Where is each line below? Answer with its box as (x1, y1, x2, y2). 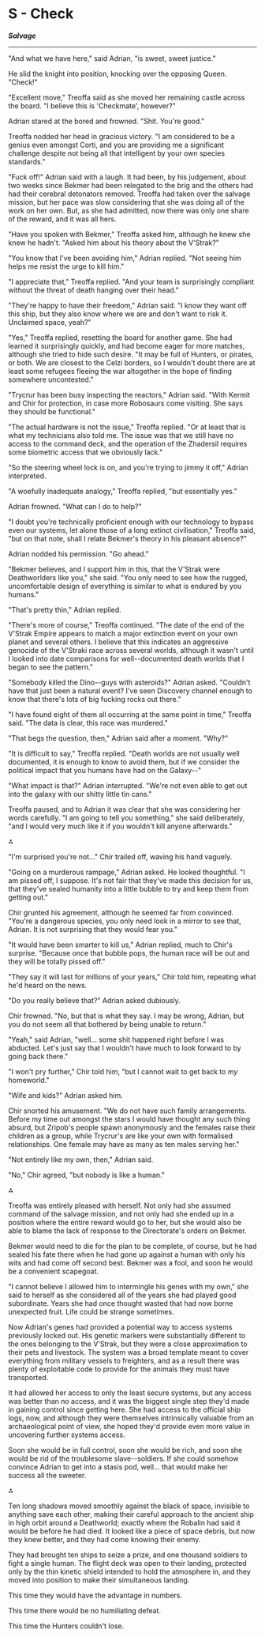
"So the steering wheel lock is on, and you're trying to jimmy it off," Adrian (8, 462, 248, 472)
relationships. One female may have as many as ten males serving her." (8, 1139, 240, 1149)
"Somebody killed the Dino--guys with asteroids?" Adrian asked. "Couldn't (8, 677, 251, 687)
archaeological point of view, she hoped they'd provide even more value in (8, 1421, 251, 1431)
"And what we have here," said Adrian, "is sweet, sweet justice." (8, 53, 216, 63)
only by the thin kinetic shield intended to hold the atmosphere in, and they (8, 1567, 251, 1576)
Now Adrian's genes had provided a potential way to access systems (8, 1322, 233, 1332)
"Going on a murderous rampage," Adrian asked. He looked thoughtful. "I (8, 867, 246, 877)
